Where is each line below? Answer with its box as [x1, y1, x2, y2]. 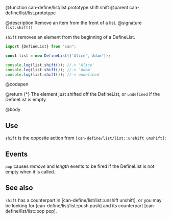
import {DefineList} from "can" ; [5, 44, 77, 49]
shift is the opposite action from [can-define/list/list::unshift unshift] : [5, 135, 166, 141]
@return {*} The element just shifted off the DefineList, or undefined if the [5, 91, 160, 97]
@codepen [5, 81, 29, 87]
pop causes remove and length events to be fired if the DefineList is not [5, 163, 155, 169]
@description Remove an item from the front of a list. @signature [5, 20, 142, 26]
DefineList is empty [5, 97, 46, 103]
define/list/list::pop [5, 208, 45, 214]
